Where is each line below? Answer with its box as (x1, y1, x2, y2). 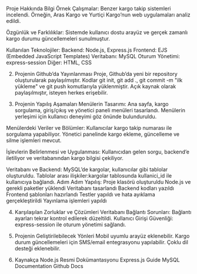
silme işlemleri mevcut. (6, 137, 62, 143)
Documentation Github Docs (14, 263, 84, 269)
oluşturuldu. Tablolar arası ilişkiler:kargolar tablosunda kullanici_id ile (6, 172, 172, 179)
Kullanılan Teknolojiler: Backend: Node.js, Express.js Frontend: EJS (6, 46, 168, 54)
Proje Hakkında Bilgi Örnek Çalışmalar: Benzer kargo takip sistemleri (6, 5, 171, 12)
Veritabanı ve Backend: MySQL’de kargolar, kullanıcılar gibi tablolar (6, 166, 168, 173)
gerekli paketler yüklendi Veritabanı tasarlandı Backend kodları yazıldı (6, 185, 175, 192)
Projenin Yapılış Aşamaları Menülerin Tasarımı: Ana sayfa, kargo (14, 101, 169, 108)
